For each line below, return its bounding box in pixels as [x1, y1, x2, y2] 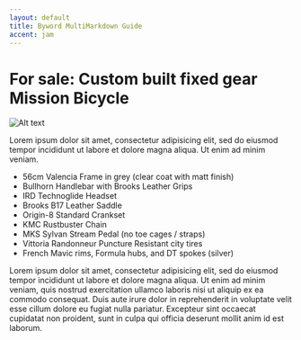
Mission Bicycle [9, 87, 130, 108]
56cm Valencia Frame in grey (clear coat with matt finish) [22, 172, 235, 183]
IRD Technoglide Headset [22, 191, 117, 201]
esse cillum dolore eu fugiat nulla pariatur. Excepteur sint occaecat [9, 303, 256, 315]
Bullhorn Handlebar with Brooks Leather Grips [22, 181, 193, 192]
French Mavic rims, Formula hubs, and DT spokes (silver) [22, 248, 235, 259]
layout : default [9, 13, 70, 22]
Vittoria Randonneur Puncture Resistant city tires [22, 238, 203, 249]
